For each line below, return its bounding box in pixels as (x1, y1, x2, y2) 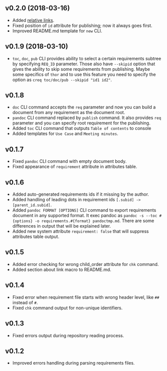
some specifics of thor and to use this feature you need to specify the (12, 71, 156, 77)
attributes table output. (12, 234, 60, 240)
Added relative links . (12, 17, 55, 23)
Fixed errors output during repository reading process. (12, 332, 124, 338)
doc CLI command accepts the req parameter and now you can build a (12, 104, 156, 110)
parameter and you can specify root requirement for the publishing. (12, 120, 151, 126)
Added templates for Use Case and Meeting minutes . (12, 130, 118, 136)
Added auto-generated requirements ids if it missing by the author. (12, 191, 149, 197)
